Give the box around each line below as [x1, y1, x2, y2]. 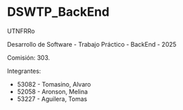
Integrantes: [7, 67, 41, 75]
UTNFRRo [7, 27, 36, 35]
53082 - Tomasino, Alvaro [16, 80, 91, 88]
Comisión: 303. [7, 53, 50, 62]
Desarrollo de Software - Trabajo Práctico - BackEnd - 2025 [7, 40, 177, 48]
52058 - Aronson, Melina [16, 87, 88, 96]
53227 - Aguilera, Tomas [16, 94, 88, 103]
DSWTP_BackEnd [7, 4, 110, 20]
